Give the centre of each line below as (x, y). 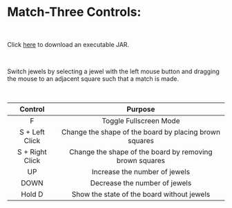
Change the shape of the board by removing (141, 151)
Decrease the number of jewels (141, 182)
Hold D (32, 194)
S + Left (32, 132)
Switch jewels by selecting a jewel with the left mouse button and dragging (113, 71)
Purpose (141, 109)
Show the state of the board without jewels (141, 194)
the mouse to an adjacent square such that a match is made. (93, 78)
